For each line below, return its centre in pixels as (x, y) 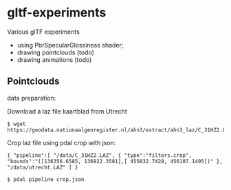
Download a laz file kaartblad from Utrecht (67, 111)
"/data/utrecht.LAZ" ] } (43, 167)
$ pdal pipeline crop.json (46, 179)
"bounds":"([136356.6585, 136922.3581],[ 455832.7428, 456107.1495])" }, (115, 161)
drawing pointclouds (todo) (56, 52)
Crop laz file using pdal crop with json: (62, 142)
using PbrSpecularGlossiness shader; (70, 45)
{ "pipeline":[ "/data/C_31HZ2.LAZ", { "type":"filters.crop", (100, 155)
